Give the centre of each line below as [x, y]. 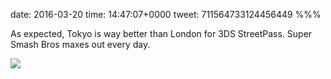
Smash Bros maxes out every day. [80, 44]
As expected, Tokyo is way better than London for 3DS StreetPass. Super [161, 33]
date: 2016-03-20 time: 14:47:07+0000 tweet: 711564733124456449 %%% [166, 14]
